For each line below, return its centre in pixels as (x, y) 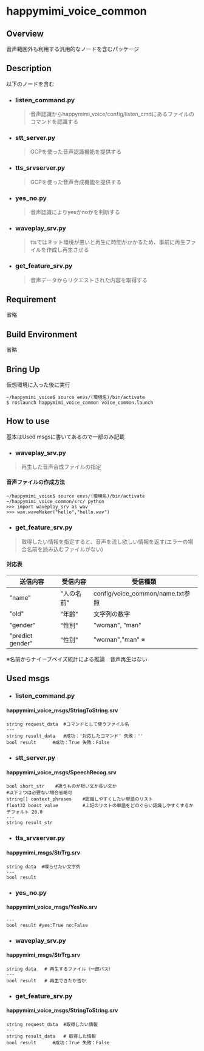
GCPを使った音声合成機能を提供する (76, 182)
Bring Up (23, 369)
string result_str (29, 823)
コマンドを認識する (54, 122)
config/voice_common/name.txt (139, 593)
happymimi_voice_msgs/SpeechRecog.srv (61, 772)
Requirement (31, 299)
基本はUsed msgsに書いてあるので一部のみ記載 (66, 437)
